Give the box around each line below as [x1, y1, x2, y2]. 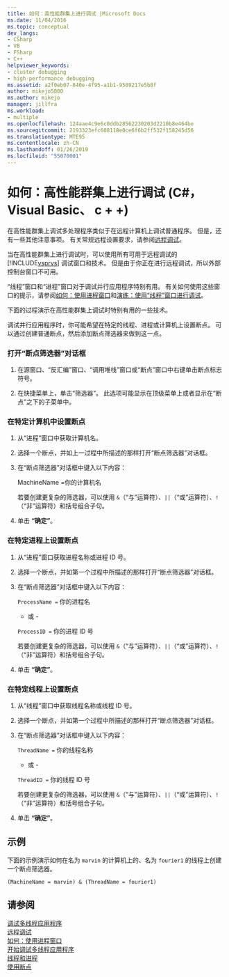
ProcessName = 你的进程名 [17, 597, 90, 606]
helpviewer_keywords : [7, 62, 70, 69]
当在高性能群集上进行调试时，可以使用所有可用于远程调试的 [7, 250, 178, 258]
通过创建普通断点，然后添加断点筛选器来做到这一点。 [12, 329, 165, 338]
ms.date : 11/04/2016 [7, 17, 67, 24]
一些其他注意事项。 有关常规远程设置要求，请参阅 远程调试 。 [12, 235, 185, 244]
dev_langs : [7, 29, 39, 37]
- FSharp [7, 49, 33, 56]
